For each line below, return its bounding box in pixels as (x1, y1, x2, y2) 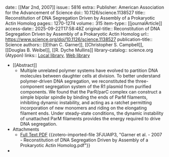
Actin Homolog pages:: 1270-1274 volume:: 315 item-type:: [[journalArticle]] (5, 20, 162, 26)
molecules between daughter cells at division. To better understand (20, 73, 160, 78)
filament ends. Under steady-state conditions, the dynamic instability (20, 110, 164, 116)
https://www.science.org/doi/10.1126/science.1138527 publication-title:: (5, 36, 153, 42)
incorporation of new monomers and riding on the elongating (20, 105, 147, 111)
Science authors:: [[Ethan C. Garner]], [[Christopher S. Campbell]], (5, 42, 144, 47)
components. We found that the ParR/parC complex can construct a (20, 89, 161, 95)
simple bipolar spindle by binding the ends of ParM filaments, (20, 94, 148, 100)
